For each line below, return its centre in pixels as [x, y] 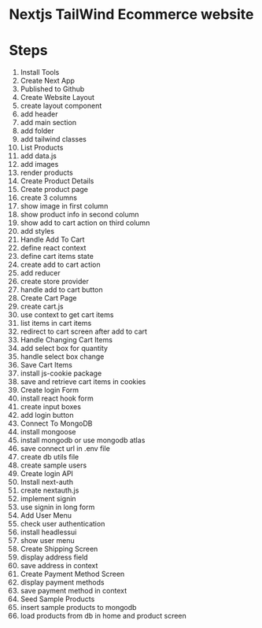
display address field [54, 557]
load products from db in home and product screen [103, 616]
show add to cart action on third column [85, 223]
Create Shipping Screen [59, 549]
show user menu [48, 541]
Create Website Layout [57, 98]
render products [46, 173]
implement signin [48, 499]
